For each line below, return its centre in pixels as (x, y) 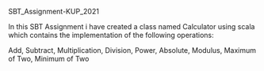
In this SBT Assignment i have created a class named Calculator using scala (132, 26)
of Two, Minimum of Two (49, 59)
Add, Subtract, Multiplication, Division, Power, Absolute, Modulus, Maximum (132, 50)
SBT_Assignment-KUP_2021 (54, 11)
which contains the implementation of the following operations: (111, 35)
